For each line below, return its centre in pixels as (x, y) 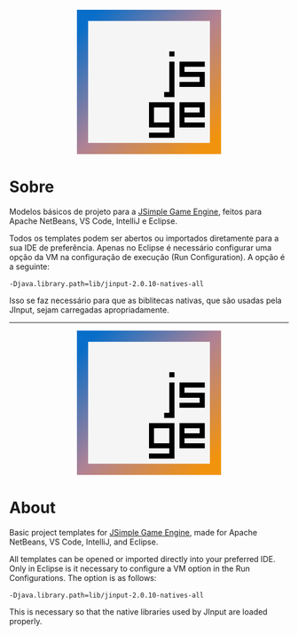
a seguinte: (30, 266)
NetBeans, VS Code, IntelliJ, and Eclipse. (84, 542)
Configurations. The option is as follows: (83, 577)
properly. (26, 621)
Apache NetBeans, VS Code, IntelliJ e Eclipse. (93, 221)
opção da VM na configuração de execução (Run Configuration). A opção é (147, 257)
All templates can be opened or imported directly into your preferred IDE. (142, 559)
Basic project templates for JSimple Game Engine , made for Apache (133, 532)
